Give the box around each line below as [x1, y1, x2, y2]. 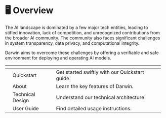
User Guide [12, 105, 39, 112]
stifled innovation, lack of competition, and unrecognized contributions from [5, 29, 160, 35]
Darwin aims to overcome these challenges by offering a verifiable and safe [5, 50, 159, 56]
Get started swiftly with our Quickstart [56, 68, 144, 75]
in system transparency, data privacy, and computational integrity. [5, 40, 140, 46]
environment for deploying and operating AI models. [5, 55, 111, 60]
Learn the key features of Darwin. [56, 83, 134, 89]
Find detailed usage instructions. [56, 105, 132, 112]
